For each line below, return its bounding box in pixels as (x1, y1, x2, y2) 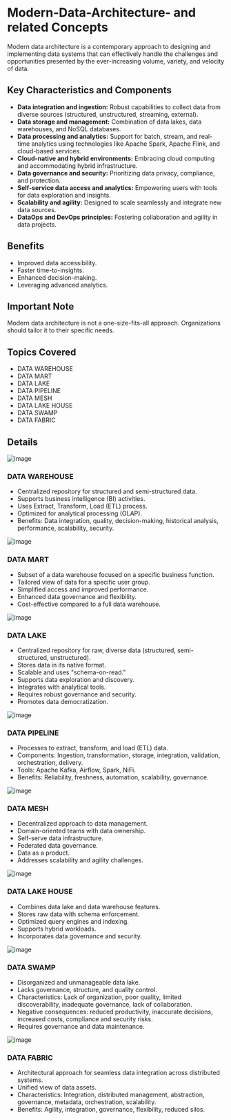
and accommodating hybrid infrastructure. (17, 161, 138, 170)
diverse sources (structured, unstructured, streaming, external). (17, 110, 199, 118)
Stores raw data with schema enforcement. (17, 910, 140, 918)
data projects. (17, 220, 57, 229)
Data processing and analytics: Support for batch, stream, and (17, 132, 198, 140)
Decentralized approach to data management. (17, 819, 148, 828)
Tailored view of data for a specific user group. (17, 578, 150, 586)
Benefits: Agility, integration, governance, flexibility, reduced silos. (17, 1105, 205, 1114)
